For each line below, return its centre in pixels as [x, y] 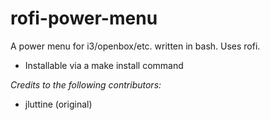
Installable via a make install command [104, 65]
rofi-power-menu [84, 18]
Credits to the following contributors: [86, 84]
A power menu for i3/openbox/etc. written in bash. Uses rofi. [135, 46]
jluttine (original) [58, 104]
